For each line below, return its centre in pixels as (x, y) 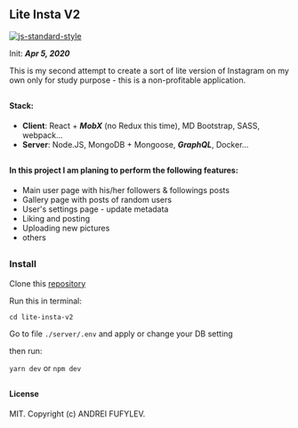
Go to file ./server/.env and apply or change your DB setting (121, 334)
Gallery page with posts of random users (97, 199)
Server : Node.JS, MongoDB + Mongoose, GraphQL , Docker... (135, 144)
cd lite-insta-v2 (41, 317)
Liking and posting (56, 218)
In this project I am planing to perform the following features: (124, 170)
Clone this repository (48, 283)
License (24, 393)
